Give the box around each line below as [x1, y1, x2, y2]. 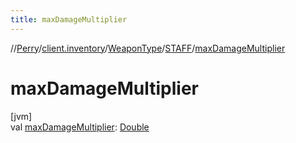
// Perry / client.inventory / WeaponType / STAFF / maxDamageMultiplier [10, 42, 286, 54]
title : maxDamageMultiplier [10, 14, 128, 25]
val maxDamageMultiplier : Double [10, 121, 150, 133]
